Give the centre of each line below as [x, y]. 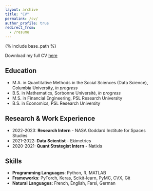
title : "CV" [17, 14]
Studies [20, 135]
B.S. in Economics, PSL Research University [56, 103]
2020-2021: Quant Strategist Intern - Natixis [57, 146]
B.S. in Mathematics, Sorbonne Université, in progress [66, 93]
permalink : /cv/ [21, 19]
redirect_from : [20, 28]
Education [21, 71]
